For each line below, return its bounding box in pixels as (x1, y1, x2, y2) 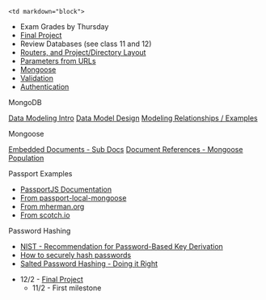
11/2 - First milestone (32, 283, 102, 293)
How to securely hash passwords (19, 251, 132, 260)
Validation (19, 74, 54, 82)
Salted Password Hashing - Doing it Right (19, 259, 158, 268)
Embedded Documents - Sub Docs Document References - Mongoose (8, 145, 243, 154)
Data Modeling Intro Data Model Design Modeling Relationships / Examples (8, 113, 258, 123)
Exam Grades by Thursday (19, 22, 109, 32)
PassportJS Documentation (19, 184, 112, 194)
